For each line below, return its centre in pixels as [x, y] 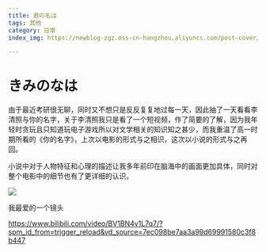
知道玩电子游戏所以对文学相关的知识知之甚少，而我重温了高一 [150, 130]
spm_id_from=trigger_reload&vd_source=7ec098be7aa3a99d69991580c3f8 [132, 232]
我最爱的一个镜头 [36, 208]
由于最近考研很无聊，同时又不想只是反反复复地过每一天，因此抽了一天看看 [129, 110]
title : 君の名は [32, 15]
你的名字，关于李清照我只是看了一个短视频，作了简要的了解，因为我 [140, 120]
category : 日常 [32, 30]
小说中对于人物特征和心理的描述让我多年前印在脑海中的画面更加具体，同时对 [133, 166]
